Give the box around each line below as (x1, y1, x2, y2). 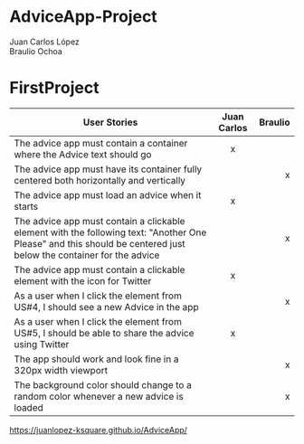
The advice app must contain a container (14, 137, 188, 149)
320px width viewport (14, 364, 109, 376)
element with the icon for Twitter (14, 274, 152, 287)
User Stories (82, 116, 138, 128)
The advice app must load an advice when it (14, 188, 202, 201)
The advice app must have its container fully (14, 163, 203, 175)
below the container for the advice (14, 249, 160, 261)
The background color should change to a (14, 378, 192, 391)
